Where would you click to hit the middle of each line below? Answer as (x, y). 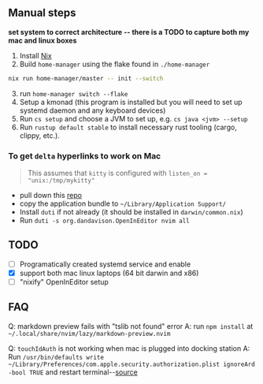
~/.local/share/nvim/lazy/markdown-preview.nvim (89, 334)
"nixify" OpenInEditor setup (64, 281)
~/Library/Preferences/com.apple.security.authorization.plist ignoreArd (132, 364)
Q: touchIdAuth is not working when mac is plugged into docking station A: (129, 348)
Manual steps (42, 13)
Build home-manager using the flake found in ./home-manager (115, 64)
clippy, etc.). (40, 135)
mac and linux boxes (43, 40)
